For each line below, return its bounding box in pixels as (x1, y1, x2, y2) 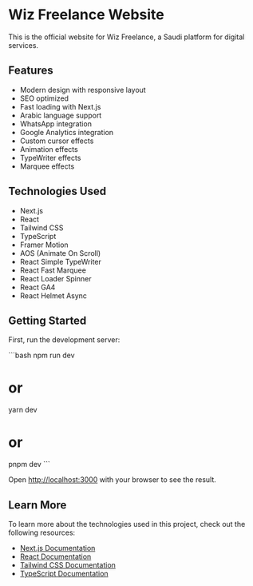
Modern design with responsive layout (19, 85, 146, 94)
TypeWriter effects (19, 153, 81, 162)
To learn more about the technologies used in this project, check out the (8, 520, 246, 529)
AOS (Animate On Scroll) (19, 248, 101, 257)
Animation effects (19, 144, 78, 153)
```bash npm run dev (8, 350, 75, 361)
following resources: (8, 528, 76, 537)
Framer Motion (19, 240, 69, 249)
